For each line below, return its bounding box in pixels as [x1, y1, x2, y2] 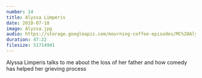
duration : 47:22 [6, 37, 47, 43]
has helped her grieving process [6, 65, 87, 72]
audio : [6, 31, 23, 37]
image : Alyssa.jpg [6, 25, 52, 32]
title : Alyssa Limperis [6, 14, 66, 20]
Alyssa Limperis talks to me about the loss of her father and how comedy [6, 58, 188, 66]
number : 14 [6, 8, 34, 15]
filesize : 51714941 [6, 43, 55, 49]
